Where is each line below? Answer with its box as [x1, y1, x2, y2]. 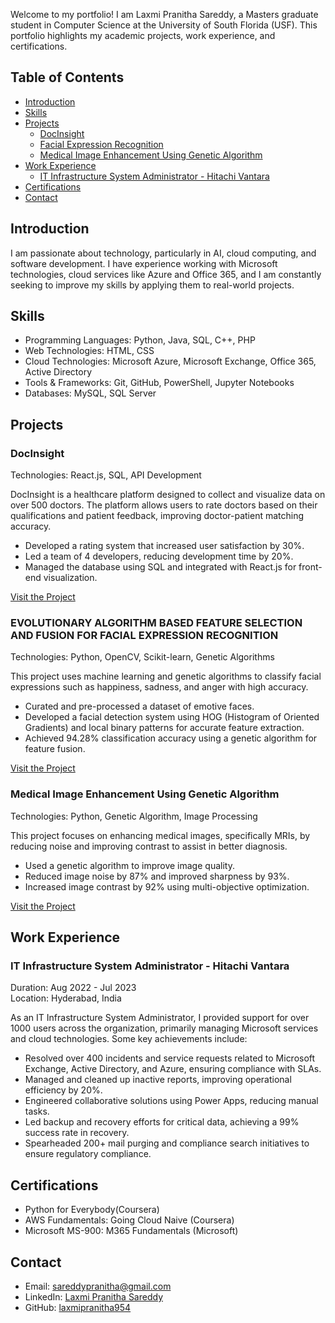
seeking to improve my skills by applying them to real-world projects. [10, 279, 295, 291]
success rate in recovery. [24, 1127, 130, 1139]
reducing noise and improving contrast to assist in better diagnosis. [10, 840, 288, 852]
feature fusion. [24, 743, 86, 755]
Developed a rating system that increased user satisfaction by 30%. [24, 540, 305, 552]
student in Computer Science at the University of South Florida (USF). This [10, 19, 318, 31]
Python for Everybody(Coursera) [24, 1204, 160, 1216]
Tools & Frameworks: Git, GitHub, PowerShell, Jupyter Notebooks [24, 377, 295, 389]
